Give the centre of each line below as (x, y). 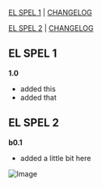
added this (38, 88)
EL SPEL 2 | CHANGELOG (51, 28)
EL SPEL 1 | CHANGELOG (51, 13)
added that (38, 97)
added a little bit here (55, 158)
